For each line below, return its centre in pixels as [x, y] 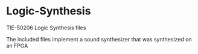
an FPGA [17, 46]
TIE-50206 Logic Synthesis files [46, 28]
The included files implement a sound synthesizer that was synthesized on [99, 39]
